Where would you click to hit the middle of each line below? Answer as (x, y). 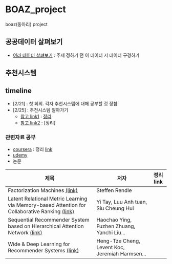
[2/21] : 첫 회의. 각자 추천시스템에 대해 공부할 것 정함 (65, 103)
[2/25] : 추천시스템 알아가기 (40, 110)
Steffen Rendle (114, 190)
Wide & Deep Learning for (39, 244)
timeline (19, 91)
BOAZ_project (36, 9)
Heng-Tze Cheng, (119, 241)
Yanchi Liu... (111, 233)
